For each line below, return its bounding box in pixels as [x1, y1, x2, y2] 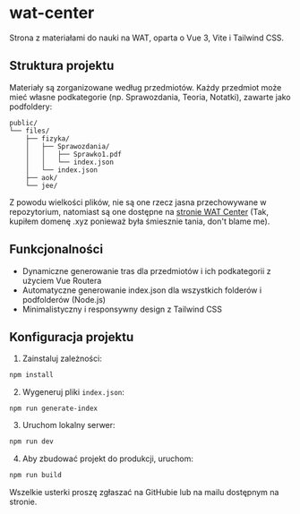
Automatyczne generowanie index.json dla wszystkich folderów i [21, 285, 262, 296]
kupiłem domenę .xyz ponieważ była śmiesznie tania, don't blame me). [9, 216, 270, 227]
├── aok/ [25, 173, 58, 182]
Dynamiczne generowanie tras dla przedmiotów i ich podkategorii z [21, 265, 271, 276]
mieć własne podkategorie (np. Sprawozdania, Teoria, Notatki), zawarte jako [9, 91, 291, 102]
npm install [9, 371, 54, 380]
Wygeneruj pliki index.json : [21, 387, 125, 398]
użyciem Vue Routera [21, 275, 102, 286]
